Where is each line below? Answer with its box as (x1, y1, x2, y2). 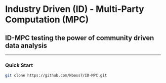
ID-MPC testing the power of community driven (5, 34, 154, 42)
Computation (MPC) (5, 14, 89, 25)
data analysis (5, 41, 47, 50)
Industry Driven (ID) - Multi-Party (5, 3, 144, 15)
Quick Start (5, 62, 33, 69)
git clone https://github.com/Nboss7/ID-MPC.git (5, 73, 107, 78)
